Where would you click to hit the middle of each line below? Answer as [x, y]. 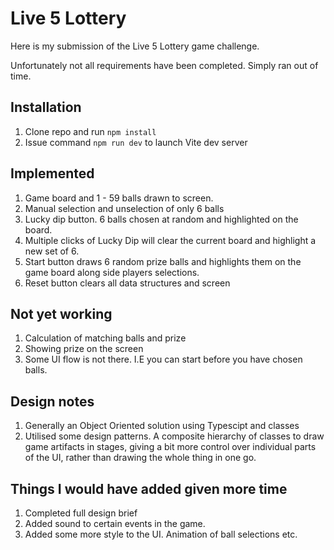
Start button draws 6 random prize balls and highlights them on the [163, 261]
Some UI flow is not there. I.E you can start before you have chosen [163, 359]
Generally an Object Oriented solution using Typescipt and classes [162, 426]
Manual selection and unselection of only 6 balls [124, 208]
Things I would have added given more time [149, 488]
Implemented [52, 173]
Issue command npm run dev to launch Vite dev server [136, 142]
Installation [46, 107]
